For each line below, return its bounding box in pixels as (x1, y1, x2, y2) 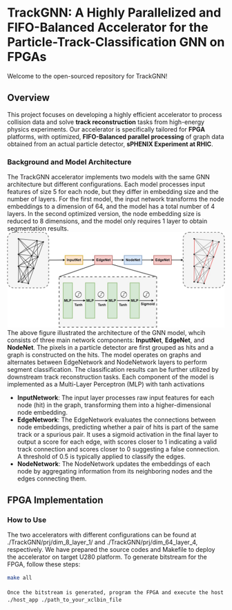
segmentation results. (7, 224, 69, 233)
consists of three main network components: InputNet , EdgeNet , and (7, 336, 205, 344)
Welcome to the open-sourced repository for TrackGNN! (7, 71, 168, 80)
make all (7, 575, 32, 582)
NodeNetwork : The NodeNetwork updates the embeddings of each (17, 459, 211, 468)
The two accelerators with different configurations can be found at (7, 531, 197, 539)
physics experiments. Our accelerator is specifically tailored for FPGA (7, 125, 206, 133)
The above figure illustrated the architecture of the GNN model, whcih (7, 328, 206, 337)
